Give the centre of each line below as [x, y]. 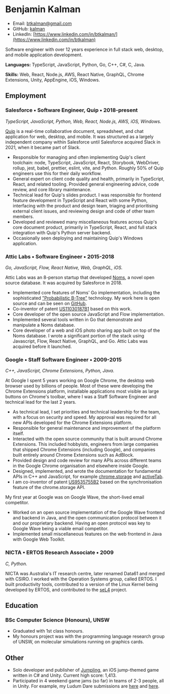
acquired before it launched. [42, 346]
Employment [26, 96]
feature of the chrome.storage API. [49, 488]
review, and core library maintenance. [52, 189]
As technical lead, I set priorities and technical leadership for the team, [87, 412]
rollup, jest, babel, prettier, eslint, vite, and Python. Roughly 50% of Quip [88, 168]
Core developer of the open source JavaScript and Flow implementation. [89, 314]
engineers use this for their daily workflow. [57, 173]
